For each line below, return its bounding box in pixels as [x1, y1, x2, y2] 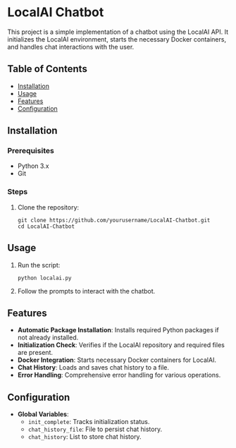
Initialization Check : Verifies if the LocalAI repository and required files [17, 341, 225, 349]
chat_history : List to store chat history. [27, 432, 142, 441]
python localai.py [17, 274, 72, 281]
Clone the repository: [17, 202, 80, 212]
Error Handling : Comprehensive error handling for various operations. [17, 371, 221, 380]
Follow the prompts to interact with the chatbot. [17, 286, 156, 295]
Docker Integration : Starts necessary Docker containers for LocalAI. [17, 356, 217, 364]
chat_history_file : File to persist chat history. [27, 425, 163, 434]
